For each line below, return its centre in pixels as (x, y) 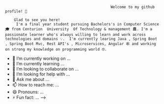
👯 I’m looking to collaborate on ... (45, 69)
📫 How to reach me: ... (36, 85)
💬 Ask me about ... (31, 79)
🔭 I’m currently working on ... (41, 58)
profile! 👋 (16, 11)
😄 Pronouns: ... (28, 92)
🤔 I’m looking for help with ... (41, 74)
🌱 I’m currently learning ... (38, 64)
